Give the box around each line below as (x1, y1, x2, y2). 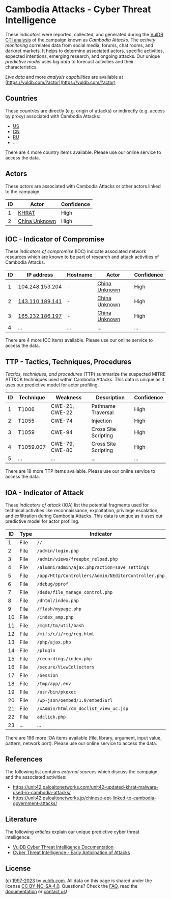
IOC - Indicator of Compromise (5, 235, 104, 243)
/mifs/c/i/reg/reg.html (37, 631, 95, 637)
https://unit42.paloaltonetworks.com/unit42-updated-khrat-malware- (12, 783, 159, 790)
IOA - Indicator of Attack (5, 488, 84, 497)
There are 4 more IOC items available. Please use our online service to (5, 337, 153, 343)
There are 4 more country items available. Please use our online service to (5, 149, 161, 155)
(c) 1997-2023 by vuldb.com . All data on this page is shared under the (5, 878, 152, 884)
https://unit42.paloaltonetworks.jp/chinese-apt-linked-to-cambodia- (12, 795, 157, 801)
